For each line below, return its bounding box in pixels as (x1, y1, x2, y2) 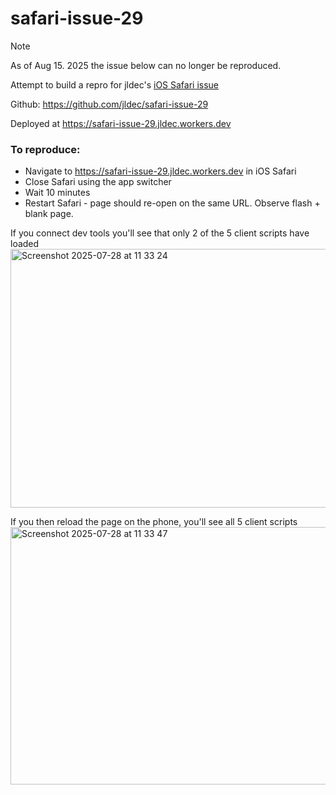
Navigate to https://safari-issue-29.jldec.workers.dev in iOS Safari (24, 165, 297, 177)
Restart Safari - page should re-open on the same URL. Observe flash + (24, 197, 321, 209)
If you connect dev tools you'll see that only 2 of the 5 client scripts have (10, 227, 310, 239)
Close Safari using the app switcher (24, 176, 172, 188)
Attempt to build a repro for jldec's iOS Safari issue (10, 78, 220, 91)
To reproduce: (10, 142, 81, 156)
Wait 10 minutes (24, 187, 91, 199)
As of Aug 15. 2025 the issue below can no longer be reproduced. (10, 59, 282, 71)
